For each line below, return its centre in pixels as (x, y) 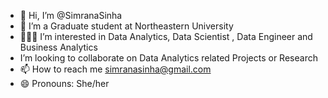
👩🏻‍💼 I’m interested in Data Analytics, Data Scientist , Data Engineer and (166, 36)
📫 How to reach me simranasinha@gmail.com (115, 69)
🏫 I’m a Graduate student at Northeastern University (126, 26)
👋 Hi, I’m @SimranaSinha (71, 15)
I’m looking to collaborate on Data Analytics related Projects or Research (168, 58)
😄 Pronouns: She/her (64, 83)
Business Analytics (58, 47)
